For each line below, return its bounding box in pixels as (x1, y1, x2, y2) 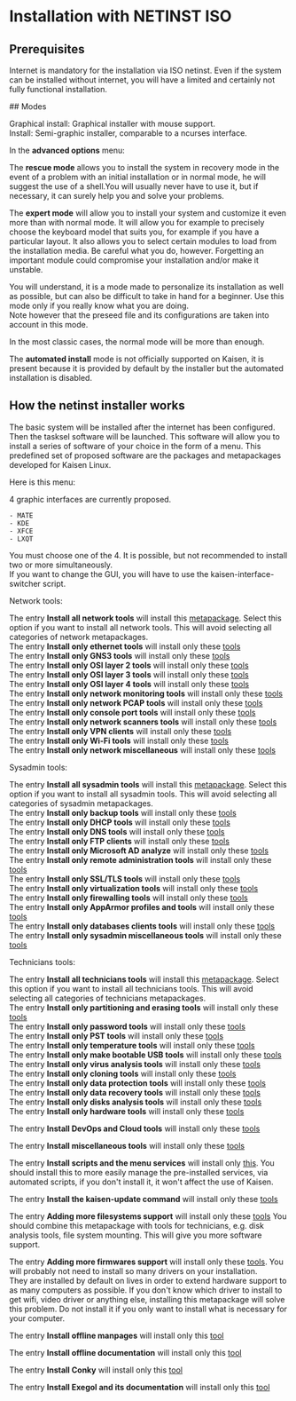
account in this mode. (9, 320, 89, 329)
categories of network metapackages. (9, 631, 149, 642)
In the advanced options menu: (9, 145, 126, 155)
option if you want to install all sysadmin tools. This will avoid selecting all (9, 788, 277, 799)
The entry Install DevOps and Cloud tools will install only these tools (9, 1123, 261, 1134)
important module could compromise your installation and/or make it (9, 255, 259, 265)
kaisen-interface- (210, 568, 275, 579)
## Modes (9, 101, 47, 112)
